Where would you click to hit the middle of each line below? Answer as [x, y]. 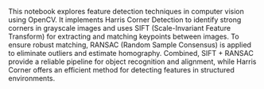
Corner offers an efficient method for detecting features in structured [121, 70]
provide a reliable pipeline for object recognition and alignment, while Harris [132, 61]
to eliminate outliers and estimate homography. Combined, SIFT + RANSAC [131, 53]
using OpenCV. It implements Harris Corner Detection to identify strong [125, 20]
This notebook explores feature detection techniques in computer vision [126, 11]
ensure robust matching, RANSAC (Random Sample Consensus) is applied [130, 45]
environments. [32, 78]
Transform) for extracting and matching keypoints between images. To [124, 36]
